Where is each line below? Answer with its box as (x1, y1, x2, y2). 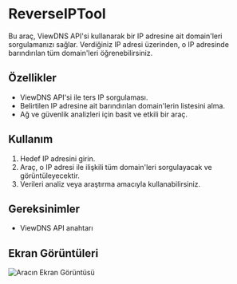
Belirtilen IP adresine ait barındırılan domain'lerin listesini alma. (19, 101, 226, 110)
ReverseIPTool (8, 5, 106, 23)
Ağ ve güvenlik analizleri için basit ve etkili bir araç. (19, 109, 188, 119)
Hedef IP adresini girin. (19, 153, 96, 164)
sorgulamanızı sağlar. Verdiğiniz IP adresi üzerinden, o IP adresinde (8, 39, 230, 49)
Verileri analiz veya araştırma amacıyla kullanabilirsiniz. (19, 179, 201, 188)
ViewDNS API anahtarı (19, 223, 93, 233)
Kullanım (8, 132, 53, 146)
